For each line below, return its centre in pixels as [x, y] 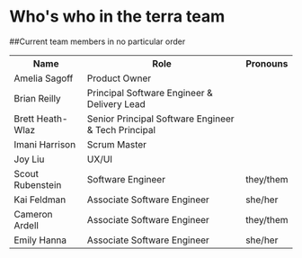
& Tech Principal [121, 129]
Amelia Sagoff [44, 78]
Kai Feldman [40, 200]
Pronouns [267, 63]
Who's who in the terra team [117, 17]
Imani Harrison [45, 144]
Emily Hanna [40, 240]
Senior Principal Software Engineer [161, 119]
